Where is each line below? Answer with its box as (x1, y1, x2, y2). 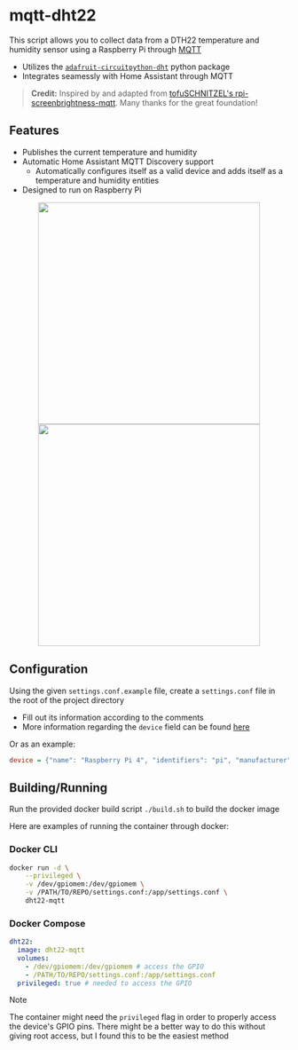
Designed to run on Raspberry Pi (21, 184, 142, 195)
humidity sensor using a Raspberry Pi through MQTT (9, 43, 202, 54)
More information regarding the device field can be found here (21, 721, 250, 732)
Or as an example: (9, 738, 75, 749)
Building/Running (9, 780, 108, 795)
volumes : (17, 953, 50, 963)
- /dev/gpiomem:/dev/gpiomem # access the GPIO (25, 962, 204, 971)
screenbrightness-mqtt (30, 97, 116, 107)
